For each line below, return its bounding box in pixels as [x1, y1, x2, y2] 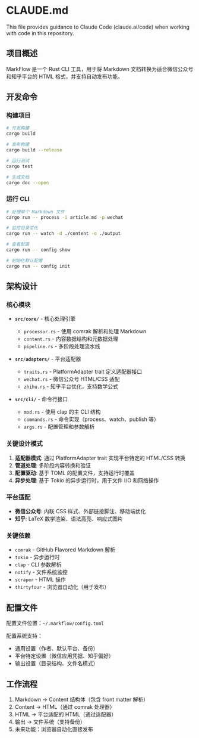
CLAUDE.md [6, 4, 69, 17]
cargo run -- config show [6, 247, 70, 253]
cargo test [6, 163, 33, 169]
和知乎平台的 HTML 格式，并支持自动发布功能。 [6, 73, 123, 80]
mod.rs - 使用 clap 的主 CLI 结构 [23, 408, 101, 415]
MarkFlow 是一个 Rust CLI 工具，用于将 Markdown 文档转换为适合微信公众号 [6, 65, 194, 72]
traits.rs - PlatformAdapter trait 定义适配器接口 [23, 368, 143, 376]
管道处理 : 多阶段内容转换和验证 [14, 461, 91, 469]
